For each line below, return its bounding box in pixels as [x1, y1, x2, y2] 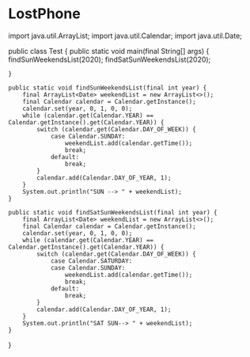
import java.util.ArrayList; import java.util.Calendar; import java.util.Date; [8, 31, 243, 40]
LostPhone [8, 5, 81, 23]
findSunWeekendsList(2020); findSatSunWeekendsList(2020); [8, 55, 211, 64]
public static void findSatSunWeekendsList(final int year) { [8, 208, 218, 216]
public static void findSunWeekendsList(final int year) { [8, 84, 207, 92]
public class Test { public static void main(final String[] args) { [8, 46, 210, 55]
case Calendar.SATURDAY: [50, 256, 133, 265]
